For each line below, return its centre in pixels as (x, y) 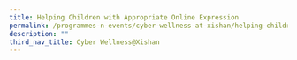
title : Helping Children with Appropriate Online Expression (124, 17)
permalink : (29, 26)
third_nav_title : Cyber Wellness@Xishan (85, 42)
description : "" (39, 34)
